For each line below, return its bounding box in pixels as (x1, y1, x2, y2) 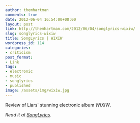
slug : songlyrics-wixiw (5, 31, 56, 36)
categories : (5, 45, 31, 50)
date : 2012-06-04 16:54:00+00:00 (5, 17, 76, 22)
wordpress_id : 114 (5, 41, 44, 46)
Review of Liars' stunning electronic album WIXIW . (5, 102, 111, 108)
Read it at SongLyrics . (5, 111, 52, 117)
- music (5, 74, 22, 79)
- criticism (5, 50, 31, 55)
